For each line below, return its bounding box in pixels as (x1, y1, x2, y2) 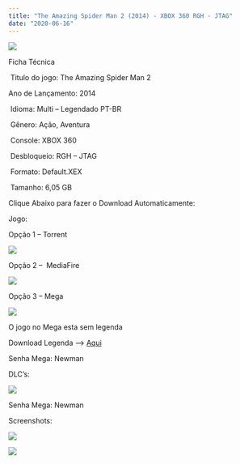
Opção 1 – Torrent (8, 229, 68, 239)
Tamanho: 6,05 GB (10, 182, 73, 192)
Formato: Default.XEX (10, 167, 82, 177)
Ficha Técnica (8, 57, 55, 66)
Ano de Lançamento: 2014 (8, 88, 96, 98)
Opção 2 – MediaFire (8, 260, 80, 270)
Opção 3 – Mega (8, 291, 64, 300)
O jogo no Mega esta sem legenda (8, 321, 123, 332)
